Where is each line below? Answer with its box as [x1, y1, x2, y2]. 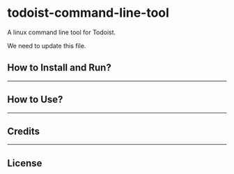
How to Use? [7, 94, 63, 106]
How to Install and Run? [7, 61, 111, 74]
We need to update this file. [7, 41, 86, 50]
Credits [7, 125, 40, 137]
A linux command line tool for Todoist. [7, 28, 116, 36]
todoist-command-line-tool [7, 5, 169, 21]
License [7, 157, 42, 169]
